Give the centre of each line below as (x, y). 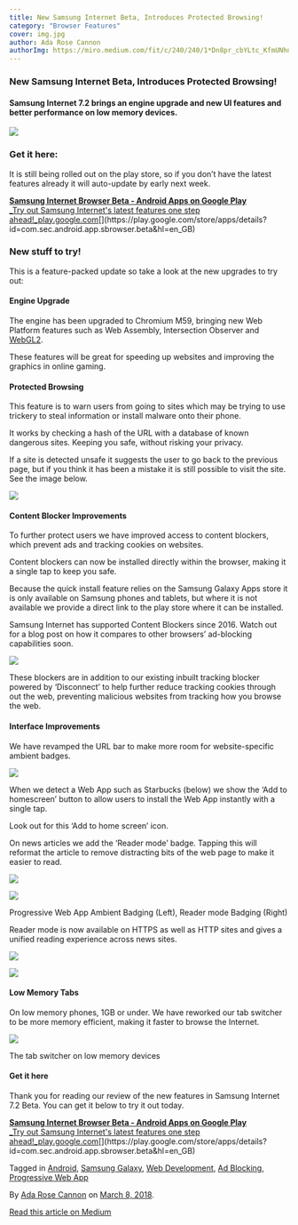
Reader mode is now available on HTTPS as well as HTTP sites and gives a (145, 929)
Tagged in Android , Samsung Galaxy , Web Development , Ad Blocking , (137, 1168)
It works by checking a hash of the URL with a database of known (129, 433)
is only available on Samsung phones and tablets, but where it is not (133, 598)
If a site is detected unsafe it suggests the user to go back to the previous (144, 460)
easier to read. (35, 861)
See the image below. (49, 479)
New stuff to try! (45, 252)
